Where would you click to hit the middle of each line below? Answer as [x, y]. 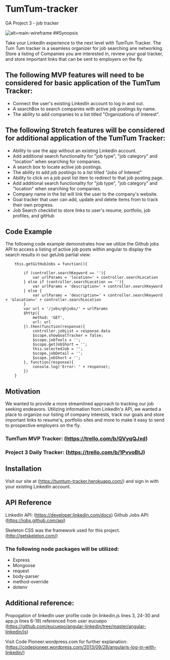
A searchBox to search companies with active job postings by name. [84, 109]
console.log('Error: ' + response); [71, 367]
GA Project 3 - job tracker [32, 23]
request [21, 571]
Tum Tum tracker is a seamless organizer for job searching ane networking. [84, 48]
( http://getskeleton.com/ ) [32, 535]
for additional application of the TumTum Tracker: [85, 138]
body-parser [26, 576]
